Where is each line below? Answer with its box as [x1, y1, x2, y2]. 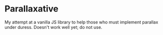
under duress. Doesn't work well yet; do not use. [4, 24, 102, 30]
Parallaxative [4, 3, 59, 14]
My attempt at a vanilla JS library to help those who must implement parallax [4, 19, 159, 25]
